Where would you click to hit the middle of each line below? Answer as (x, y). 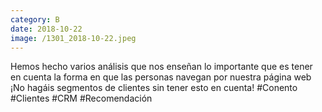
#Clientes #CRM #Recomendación (81, 98)
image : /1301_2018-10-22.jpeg (73, 38)
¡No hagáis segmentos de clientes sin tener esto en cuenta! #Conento (154, 88)
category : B (35, 19)
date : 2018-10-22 (46, 29)
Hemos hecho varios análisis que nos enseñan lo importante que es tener (161, 67)
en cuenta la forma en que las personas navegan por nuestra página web (161, 77)
